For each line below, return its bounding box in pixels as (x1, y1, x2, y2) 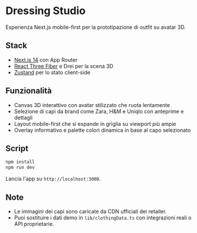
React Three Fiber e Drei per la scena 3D (14, 62, 113, 69)
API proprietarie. (14, 220, 54, 227)
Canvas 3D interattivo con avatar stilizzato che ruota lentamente (14, 101, 170, 108)
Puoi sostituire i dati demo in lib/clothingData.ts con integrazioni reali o (14, 214, 192, 221)
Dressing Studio (5, 4, 86, 18)
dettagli (14, 114, 33, 121)
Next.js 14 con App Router (14, 56, 78, 63)
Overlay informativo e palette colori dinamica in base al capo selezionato (14, 127, 191, 134)
